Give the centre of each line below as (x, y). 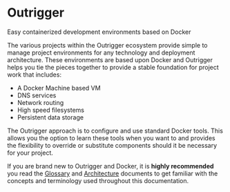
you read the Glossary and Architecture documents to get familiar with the (113, 173)
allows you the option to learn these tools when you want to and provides (111, 138)
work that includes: (35, 75)
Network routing (40, 102)
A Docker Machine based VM (59, 88)
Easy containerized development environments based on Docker (99, 32)
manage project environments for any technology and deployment (101, 52)
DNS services (37, 95)
